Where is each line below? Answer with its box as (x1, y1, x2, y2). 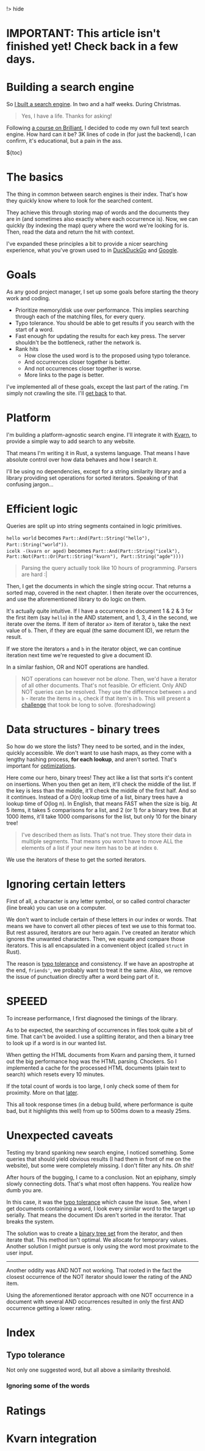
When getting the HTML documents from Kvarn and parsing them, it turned (6, 1051, 195, 1058)
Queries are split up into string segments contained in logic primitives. (6, 522, 182, 530)
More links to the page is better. (24, 372, 104, 378)
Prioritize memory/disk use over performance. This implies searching (15, 306, 189, 314)
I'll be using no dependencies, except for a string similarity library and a (6, 467, 187, 475)
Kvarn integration (6, 1431, 97, 1446)
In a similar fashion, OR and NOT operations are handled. (6, 663, 149, 671)
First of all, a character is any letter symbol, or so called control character (6, 897, 191, 905)
